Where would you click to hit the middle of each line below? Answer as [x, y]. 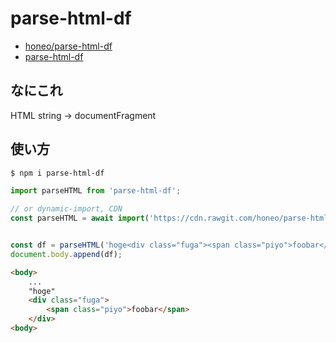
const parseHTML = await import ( [80, 218]
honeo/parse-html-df [68, 46]
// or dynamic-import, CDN [66, 209]
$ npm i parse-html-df [57, 173]
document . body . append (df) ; [66, 254]
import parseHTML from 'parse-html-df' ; [96, 191]
